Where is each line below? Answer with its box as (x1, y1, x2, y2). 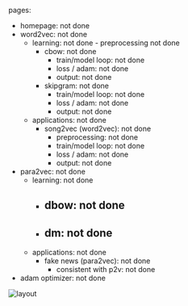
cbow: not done (44, 47, 97, 56)
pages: (8, 6, 31, 15)
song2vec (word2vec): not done (44, 124, 152, 133)
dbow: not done (44, 199, 125, 212)
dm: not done (44, 226, 113, 240)
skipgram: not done (44, 81, 109, 90)
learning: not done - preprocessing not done (31, 38, 180, 48)
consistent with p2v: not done (56, 265, 156, 275)
